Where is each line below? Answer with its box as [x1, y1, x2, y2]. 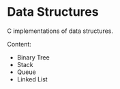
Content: [7, 40, 32, 48]
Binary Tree [16, 53, 50, 62]
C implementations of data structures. [7, 27, 114, 35]
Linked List [16, 75, 48, 83]
